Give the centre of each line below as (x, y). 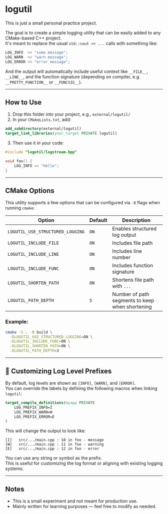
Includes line (127, 251)
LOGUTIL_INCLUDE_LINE (33, 254)
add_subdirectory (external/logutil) (43, 129)
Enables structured (134, 229)
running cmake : (20, 208)
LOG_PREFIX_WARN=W (33, 412)
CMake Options (30, 191)
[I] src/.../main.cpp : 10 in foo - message (54, 440)
